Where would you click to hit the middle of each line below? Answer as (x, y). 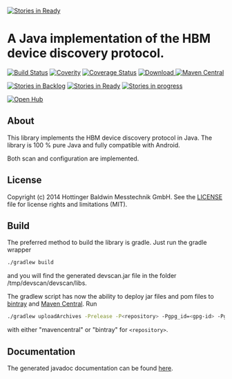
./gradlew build (30, 263)
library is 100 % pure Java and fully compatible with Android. (94, 145)
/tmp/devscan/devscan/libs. (47, 283)
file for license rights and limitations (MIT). (67, 204)
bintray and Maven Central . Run (52, 304)
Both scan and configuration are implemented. (73, 158)
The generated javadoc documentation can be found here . (90, 368)
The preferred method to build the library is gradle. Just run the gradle (107, 243)
